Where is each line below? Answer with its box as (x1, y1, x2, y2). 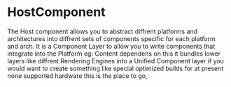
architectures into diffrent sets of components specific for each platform (7, 34, 216, 42)
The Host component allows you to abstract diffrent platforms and (7, 27, 198, 35)
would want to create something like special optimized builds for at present (7, 64, 224, 72)
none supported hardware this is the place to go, (7, 71, 148, 80)
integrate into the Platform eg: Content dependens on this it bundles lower (7, 49, 221, 58)
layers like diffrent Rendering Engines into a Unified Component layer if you (7, 56, 224, 65)
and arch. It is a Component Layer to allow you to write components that (7, 42, 216, 50)
